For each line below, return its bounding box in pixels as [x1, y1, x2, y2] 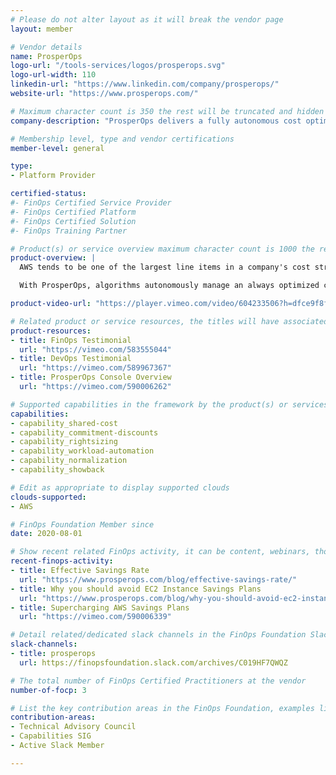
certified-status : [10, 189, 87, 199]
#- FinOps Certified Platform [10, 207, 137, 217]
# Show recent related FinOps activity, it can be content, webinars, [10, 547, 311, 557]
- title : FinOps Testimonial [10, 335, 132, 345]
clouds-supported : [10, 492, 87, 502]
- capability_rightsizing [10, 437, 118, 447]
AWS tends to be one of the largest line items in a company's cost [19, 262, 311, 273]
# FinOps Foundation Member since [10, 519, 155, 530]
